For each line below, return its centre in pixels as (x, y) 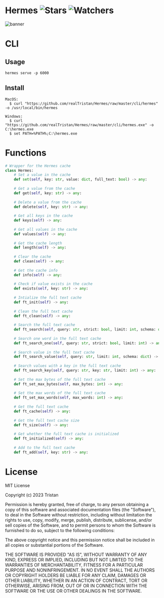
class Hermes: (20, 170)
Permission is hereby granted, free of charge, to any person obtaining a (77, 504)
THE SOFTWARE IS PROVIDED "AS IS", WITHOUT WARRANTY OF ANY (76, 554)
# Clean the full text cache (43, 311)
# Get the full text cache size (47, 421)
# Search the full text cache (45, 325)
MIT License (18, 485)
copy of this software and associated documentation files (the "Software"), (81, 509)
